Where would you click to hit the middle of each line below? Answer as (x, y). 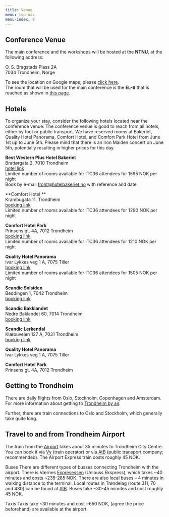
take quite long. (21, 418)
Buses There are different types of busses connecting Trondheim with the (82, 467)
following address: (24, 57)
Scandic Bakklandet (27, 308)
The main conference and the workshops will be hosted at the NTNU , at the (84, 52)
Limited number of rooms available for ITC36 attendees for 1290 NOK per (81, 210)
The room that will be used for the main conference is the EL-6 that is (77, 88)
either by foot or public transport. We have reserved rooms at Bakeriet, (79, 132)
